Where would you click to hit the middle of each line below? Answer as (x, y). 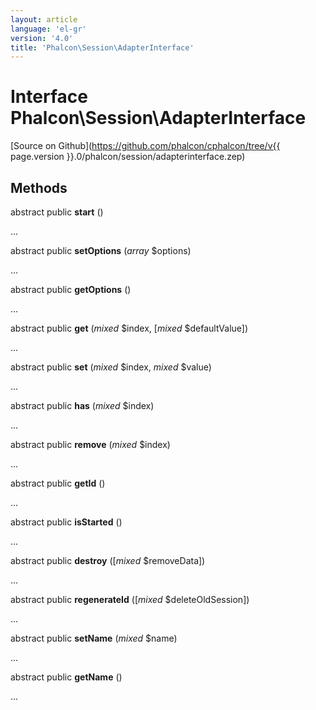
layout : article (44, 19)
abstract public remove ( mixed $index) (90, 444)
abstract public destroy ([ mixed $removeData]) (108, 560)
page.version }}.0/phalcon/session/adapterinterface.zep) (128, 157)
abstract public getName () (66, 677)
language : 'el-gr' (48, 29)
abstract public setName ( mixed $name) (94, 638)
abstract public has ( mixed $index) (82, 405)
